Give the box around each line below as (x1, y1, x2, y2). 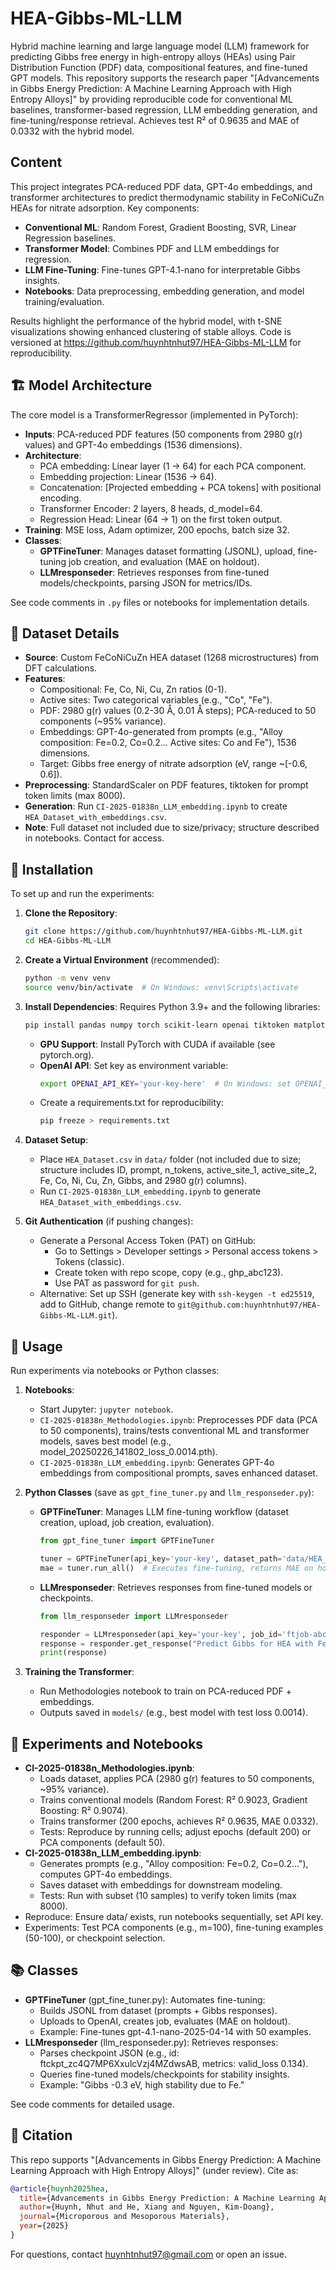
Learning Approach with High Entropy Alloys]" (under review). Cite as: (10, 2164, 299, 2176)
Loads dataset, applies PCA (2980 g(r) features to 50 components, (39, 1773, 315, 1785)
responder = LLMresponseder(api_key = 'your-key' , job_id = (39, 1629, 283, 1639)
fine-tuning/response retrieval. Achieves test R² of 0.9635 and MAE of (10, 114, 300, 126)
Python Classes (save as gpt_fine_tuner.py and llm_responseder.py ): (24, 1487, 315, 1499)
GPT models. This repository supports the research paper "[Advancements (10, 72, 320, 84)
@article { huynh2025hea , (10, 2183, 110, 2194)
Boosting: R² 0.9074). (39, 1805, 128, 1817)
